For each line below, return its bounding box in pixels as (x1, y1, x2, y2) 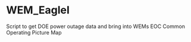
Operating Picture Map (6, 29, 62, 36)
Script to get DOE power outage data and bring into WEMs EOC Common (6, 23, 186, 30)
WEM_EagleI (6, 3, 70, 17)
